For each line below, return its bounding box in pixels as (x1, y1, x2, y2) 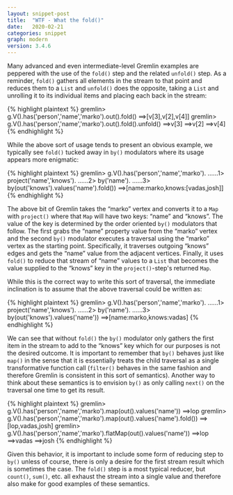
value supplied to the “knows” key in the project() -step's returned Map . (7, 264, 212, 272)
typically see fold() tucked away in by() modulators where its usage (7, 148, 204, 156)
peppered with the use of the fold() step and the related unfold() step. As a (7, 69, 227, 77)
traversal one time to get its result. (7, 386, 106, 394)
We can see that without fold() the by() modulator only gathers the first (7, 334, 214, 342)
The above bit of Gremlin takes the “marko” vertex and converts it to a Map (7, 205, 219, 213)
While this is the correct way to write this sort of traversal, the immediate (7, 277, 216, 286)
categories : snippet (7, 29, 67, 37)
